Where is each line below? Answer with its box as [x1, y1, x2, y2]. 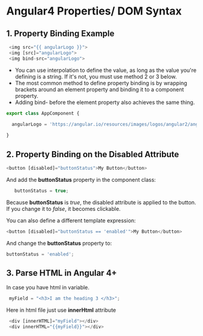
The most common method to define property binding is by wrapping [14, 79, 187, 86]
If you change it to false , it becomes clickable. [6, 205, 121, 212]
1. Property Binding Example [6, 28, 115, 39]
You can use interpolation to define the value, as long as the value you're [14, 66, 197, 74]
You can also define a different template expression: [6, 216, 136, 224]
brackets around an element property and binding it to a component [14, 86, 184, 93]
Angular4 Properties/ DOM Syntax [6, 4, 182, 18]
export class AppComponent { [6, 110, 80, 116]
